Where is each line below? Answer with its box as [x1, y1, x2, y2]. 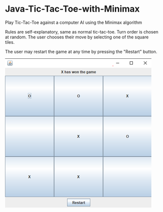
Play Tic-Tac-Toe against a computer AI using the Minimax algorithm [5, 19, 143, 25]
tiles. [5, 39, 15, 45]
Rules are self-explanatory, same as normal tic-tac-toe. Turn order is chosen [5, 29, 159, 35]
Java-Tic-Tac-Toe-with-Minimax [5, 3, 140, 15]
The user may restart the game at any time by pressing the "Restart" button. [5, 49, 157, 54]
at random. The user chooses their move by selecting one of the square [5, 34, 149, 40]
